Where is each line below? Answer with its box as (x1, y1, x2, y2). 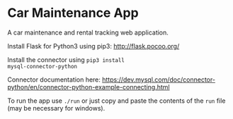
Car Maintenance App (7, 5, 140, 21)
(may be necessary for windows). (7, 104, 106, 112)
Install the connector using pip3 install (7, 55, 125, 64)
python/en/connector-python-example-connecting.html (7, 82, 170, 91)
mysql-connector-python (7, 63, 78, 70)
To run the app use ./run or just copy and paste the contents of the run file (7, 96, 226, 105)
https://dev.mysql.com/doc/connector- (102, 75, 216, 84)
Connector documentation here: (7, 75, 101, 84)
